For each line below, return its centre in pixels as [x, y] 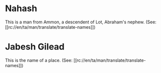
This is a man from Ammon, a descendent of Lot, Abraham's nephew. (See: [81, 22]
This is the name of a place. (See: [39, 60]
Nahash [21, 9]
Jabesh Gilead [35, 47]
